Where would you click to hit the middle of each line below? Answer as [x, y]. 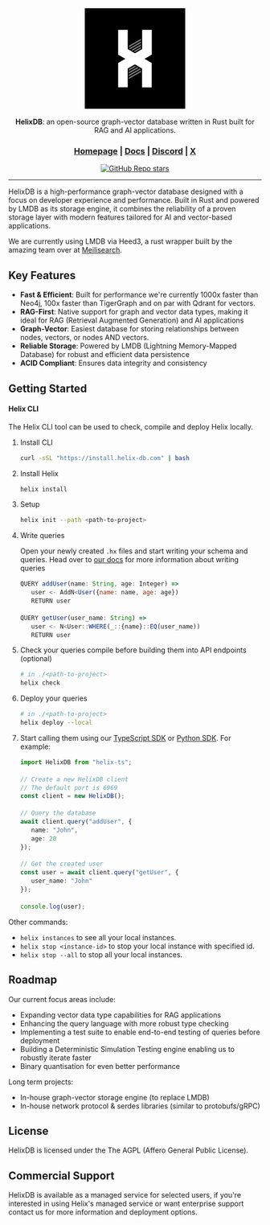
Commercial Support [61, 1176]
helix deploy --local [56, 723]
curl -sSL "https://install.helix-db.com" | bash [105, 458]
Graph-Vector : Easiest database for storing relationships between [129, 329]
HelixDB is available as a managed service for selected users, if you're [125, 1195]
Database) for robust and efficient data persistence [105, 355]
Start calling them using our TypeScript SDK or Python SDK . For [125, 738]
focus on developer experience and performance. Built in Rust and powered [134, 200]
